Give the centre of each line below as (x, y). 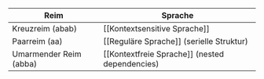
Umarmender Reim (47, 54)
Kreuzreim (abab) (44, 29)
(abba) (25, 64)
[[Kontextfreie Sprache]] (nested (164, 54)
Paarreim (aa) (37, 41)
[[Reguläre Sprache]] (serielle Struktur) (176, 41)
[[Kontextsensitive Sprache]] (156, 29)
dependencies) (131, 64)
